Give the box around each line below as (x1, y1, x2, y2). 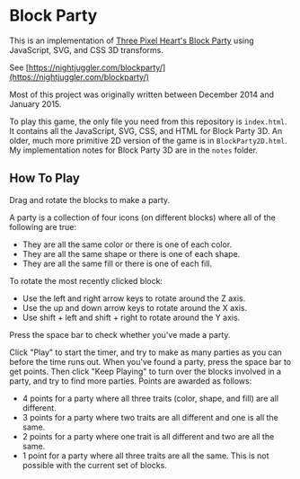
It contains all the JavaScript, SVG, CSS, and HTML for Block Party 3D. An (9, 125, 283, 136)
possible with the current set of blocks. (22, 459, 168, 470)
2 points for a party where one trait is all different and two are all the (22, 430, 275, 441)
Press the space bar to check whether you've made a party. (9, 329, 231, 340)
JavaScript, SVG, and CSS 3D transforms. (9, 44, 163, 55)
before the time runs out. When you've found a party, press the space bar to (9, 356, 292, 367)
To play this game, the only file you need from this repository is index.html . (9, 116, 287, 127)
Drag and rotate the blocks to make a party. (9, 194, 171, 205)
